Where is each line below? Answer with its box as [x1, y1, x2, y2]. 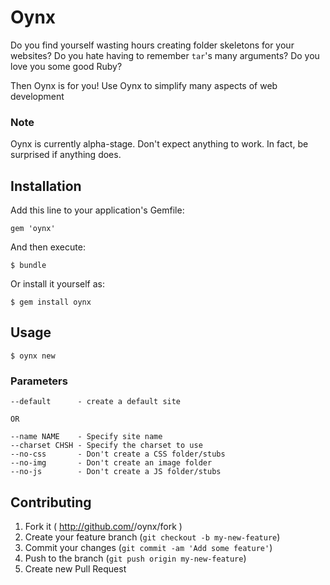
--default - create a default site [10, 397, 182, 407]
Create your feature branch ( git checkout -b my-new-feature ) [24, 531, 281, 543]
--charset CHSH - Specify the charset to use [10, 441, 203, 451]
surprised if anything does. [10, 149, 122, 161]
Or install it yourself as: [10, 278, 105, 290]
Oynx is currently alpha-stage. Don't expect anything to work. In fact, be [10, 138, 309, 150]
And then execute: [10, 241, 86, 253]
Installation [10, 177, 82, 195]
